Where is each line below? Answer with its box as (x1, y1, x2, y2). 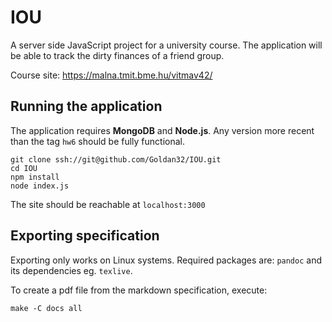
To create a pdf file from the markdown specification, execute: (10, 284, 268, 296)
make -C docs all (10, 303, 83, 313)
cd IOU (10, 163, 38, 173)
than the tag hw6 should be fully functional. (10, 135, 186, 147)
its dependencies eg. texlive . (10, 264, 133, 276)
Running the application (10, 98, 163, 115)
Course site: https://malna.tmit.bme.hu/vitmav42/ (10, 69, 213, 81)
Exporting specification (10, 227, 160, 245)
